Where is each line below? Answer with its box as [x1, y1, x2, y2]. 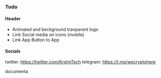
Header [5, 16, 21, 22]
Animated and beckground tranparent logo [12, 26, 99, 32]
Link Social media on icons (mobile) [12, 32, 84, 38]
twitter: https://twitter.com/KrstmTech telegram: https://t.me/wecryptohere [5, 59, 156, 65]
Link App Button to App [12, 37, 60, 43]
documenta [5, 69, 28, 75]
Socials [5, 48, 21, 54]
